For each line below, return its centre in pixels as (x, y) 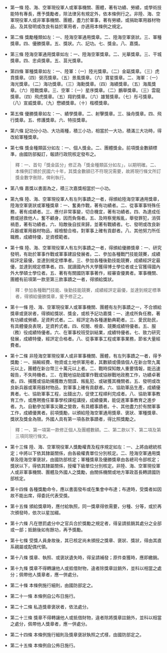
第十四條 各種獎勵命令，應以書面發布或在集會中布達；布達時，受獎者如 (83, 489)
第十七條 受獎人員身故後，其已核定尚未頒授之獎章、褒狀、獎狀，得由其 (83, 540)
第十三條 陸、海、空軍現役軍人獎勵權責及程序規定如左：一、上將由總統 (83, 447)
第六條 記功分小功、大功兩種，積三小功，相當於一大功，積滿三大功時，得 (86, 131)
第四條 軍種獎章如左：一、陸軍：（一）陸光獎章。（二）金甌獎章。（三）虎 (85, 71)
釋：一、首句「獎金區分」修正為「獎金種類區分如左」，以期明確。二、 (87, 165)
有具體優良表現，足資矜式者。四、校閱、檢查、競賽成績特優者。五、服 (83, 326)
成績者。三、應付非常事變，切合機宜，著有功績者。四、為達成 (92, 212)
